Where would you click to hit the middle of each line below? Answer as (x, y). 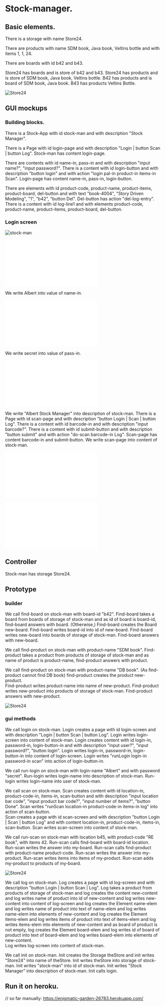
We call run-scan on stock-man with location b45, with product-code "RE (80, 837)
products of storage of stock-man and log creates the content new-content (82, 893)
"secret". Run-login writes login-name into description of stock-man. (75, 776)
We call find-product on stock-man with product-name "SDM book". (74, 650)
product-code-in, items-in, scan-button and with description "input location (82, 796)
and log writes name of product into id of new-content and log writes (75, 898)
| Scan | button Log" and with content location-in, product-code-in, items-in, (83, 822)
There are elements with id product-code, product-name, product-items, (79, 188)
